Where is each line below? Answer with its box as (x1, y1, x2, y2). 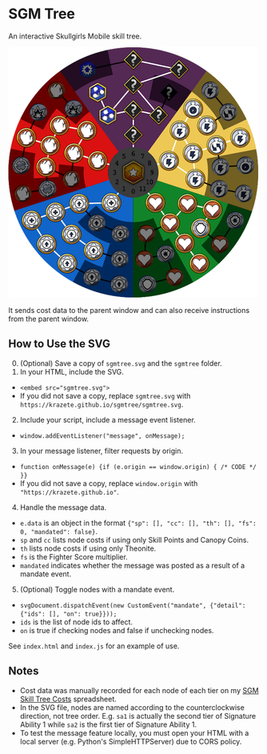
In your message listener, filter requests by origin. (19, 446, 184, 455)
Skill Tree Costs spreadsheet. (19, 694, 118, 704)
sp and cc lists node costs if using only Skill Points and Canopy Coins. (19, 535, 249, 544)
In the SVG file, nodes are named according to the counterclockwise (19, 702, 245, 712)
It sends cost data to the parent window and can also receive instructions (8, 305, 250, 315)
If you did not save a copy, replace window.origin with (19, 478, 198, 488)
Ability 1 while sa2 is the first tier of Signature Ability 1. (19, 720, 197, 729)
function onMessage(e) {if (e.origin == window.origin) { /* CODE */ (19, 463, 257, 471)
